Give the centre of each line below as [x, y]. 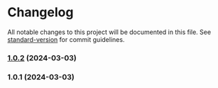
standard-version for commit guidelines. [66, 39]
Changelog [40, 12]
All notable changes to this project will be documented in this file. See [109, 32]
